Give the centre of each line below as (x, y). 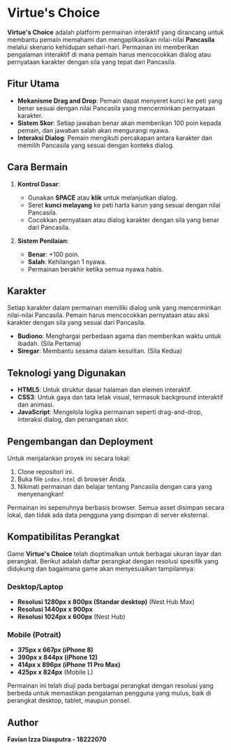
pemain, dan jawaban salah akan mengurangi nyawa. (94, 130)
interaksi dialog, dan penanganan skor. (73, 420)
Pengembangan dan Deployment (80, 441)
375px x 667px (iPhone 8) (55, 650)
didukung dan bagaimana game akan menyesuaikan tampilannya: (101, 568)
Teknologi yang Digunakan (67, 373)
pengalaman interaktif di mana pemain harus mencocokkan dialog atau (109, 54)
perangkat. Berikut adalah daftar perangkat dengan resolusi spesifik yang (113, 561)
